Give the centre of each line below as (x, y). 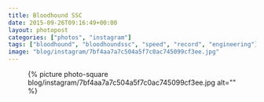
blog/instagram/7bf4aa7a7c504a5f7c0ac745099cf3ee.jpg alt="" (132, 82)
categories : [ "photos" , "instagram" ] (70, 37)
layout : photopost (38, 30)
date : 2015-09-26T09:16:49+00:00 (63, 23)
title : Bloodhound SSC (45, 15)
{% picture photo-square (68, 74)
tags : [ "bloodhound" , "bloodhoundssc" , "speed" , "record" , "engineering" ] (133, 45)
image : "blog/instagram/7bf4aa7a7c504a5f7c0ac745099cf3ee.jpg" (114, 52)
